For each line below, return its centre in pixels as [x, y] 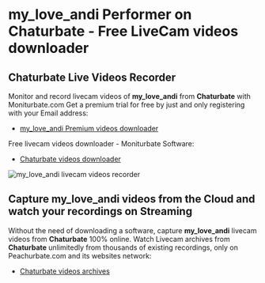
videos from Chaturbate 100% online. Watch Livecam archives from [119, 239]
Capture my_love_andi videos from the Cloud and [132, 199]
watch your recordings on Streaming [100, 211]
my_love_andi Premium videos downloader [89, 128]
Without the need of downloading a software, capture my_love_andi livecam [132, 230]
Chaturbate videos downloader [70, 159]
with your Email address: [48, 113]
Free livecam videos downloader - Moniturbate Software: [101, 143]
